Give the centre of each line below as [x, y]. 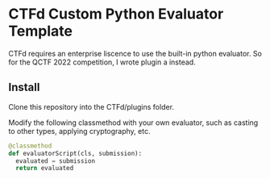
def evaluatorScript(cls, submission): [75, 153]
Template [40, 31]
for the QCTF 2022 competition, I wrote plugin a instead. [102, 62]
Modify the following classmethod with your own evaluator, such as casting [133, 123]
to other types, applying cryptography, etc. [79, 131]
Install [24, 87]
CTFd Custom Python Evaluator [116, 14]
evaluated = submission [55, 161]
